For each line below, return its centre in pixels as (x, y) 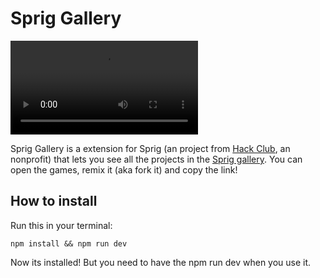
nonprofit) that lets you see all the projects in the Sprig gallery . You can (156, 159)
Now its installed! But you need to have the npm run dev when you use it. (161, 262)
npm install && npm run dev (69, 243)
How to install (54, 201)
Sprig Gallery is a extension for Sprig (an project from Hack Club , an (150, 148)
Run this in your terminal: (61, 225)
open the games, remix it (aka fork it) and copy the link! (124, 169)
